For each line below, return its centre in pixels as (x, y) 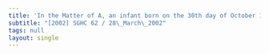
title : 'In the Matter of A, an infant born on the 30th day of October (132, 15)
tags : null (26, 30)
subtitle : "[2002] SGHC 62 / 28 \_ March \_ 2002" (87, 23)
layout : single (34, 38)
